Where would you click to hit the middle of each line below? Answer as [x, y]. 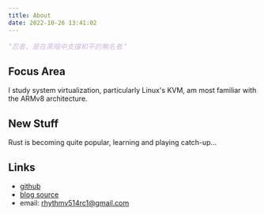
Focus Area [37, 71]
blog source [39, 195]
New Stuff [34, 123]
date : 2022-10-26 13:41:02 [53, 23]
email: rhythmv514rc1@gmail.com [74, 202]
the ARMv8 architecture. [48, 98]
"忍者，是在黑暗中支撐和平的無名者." [68, 46]
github [30, 186]
